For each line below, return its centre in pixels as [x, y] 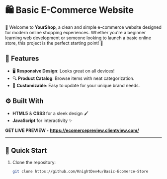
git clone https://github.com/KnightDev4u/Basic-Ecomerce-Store [80, 172]
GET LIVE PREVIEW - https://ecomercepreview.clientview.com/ [72, 130]
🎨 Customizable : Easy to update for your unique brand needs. [76, 85]
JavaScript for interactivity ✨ [42, 120]
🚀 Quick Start [26, 150]
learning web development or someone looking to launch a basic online [78, 38]
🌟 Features [22, 59]
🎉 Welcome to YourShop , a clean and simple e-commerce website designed [83, 27]
